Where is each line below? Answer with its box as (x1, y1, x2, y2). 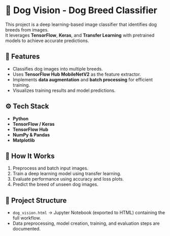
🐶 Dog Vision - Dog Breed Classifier (5, 5, 157, 16)
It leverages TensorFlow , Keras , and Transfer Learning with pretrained (5, 32, 155, 38)
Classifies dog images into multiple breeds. (12, 65, 103, 72)
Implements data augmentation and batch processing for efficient (12, 76, 153, 83)
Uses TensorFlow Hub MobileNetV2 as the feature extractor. (12, 71, 141, 77)
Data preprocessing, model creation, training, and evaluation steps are (12, 220, 160, 226)
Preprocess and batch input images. (12, 165, 89, 172)
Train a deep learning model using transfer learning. (12, 171, 122, 177)
